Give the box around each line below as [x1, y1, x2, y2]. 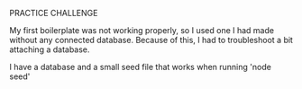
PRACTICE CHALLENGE [9, 8, 98, 18]
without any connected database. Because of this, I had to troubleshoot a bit [9, 35, 293, 45]
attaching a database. [9, 44, 90, 55]
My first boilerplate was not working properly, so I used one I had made [9, 25, 275, 35]
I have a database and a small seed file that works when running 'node [9, 62, 272, 72]
